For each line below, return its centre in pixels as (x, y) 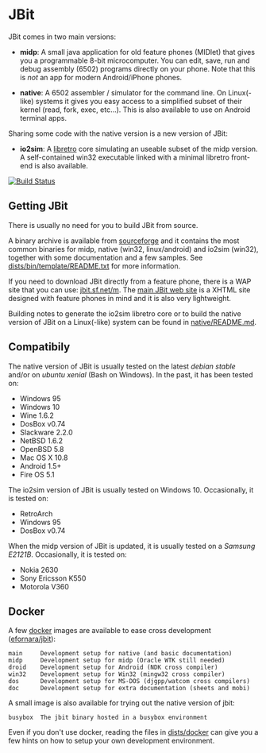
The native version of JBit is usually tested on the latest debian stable (122, 366)
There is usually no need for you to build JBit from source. (103, 225)
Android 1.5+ (40, 465)
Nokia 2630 (39, 570)
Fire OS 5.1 (37, 474)
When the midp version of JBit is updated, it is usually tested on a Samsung (132, 546)
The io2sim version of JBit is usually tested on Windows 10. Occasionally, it (131, 489)
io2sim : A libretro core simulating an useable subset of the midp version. (139, 149)
